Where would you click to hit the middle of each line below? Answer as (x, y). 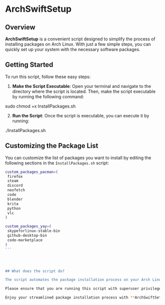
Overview (20, 27)
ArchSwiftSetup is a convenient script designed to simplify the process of (80, 39)
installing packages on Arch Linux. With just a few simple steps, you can (78, 44)
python (14, 208)
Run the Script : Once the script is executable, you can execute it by (81, 115)
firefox (15, 176)
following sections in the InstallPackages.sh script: (57, 163)
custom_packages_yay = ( (28, 226)
